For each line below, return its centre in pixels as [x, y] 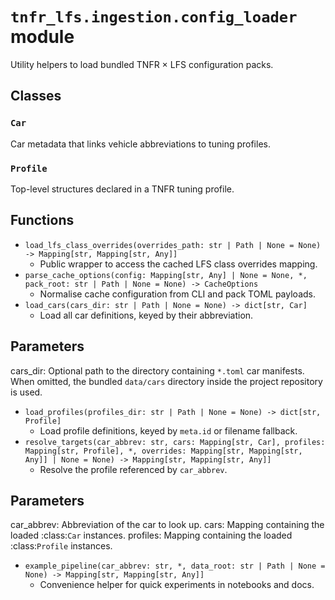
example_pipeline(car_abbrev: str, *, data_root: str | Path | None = [175, 566]
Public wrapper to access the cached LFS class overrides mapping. [178, 264]
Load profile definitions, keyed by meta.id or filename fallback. [168, 430]
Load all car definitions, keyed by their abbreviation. [146, 315]
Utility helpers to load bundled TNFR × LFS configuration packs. [142, 64]
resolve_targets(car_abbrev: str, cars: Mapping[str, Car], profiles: [175, 442]
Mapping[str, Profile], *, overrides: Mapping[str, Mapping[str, [163, 451]
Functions [42, 220]
